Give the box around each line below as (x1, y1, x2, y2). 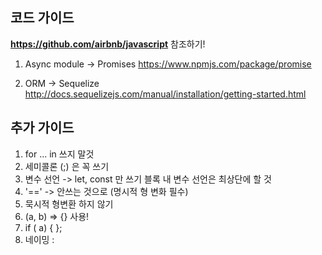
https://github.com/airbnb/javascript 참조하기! (10, 38, 206, 50)
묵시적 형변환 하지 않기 (24, 198, 114, 210)
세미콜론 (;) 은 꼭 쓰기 (24, 160, 110, 172)
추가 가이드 (10, 119, 75, 137)
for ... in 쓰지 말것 (24, 148, 95, 160)
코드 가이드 (10, 9, 75, 27)
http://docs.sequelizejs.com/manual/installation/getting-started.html (24, 88, 307, 100)
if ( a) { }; (24, 221, 63, 233)
